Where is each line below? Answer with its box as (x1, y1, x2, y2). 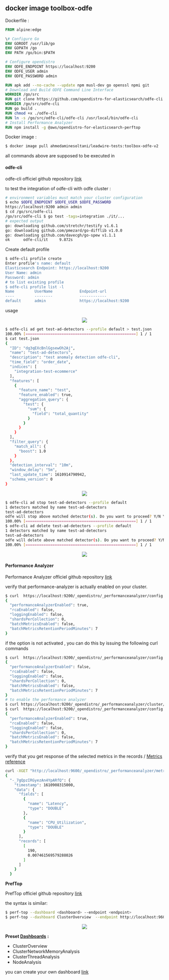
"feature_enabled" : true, (18, 392, 73, 397)
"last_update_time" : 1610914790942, (10, 472, 87, 477)
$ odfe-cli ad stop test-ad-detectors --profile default (5, 500, 127, 505)
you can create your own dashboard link (5, 968, 89, 975)
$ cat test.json (5, 336, 39, 341)
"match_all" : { (14, 444, 46, 449)
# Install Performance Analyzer (5, 120, 73, 125)
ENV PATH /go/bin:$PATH (5, 50, 55, 55)
